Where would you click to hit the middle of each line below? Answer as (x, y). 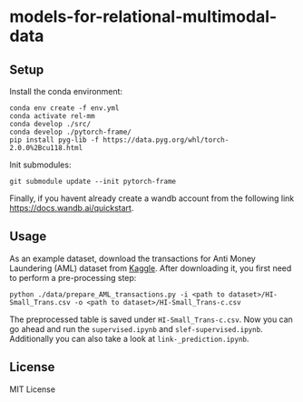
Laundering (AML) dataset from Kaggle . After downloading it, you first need (151, 268)
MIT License (33, 389)
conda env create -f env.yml (64, 108)
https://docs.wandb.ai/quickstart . (72, 208)
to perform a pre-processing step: (73, 277)
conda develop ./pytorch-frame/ (70, 132)
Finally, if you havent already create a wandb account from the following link (152, 198)
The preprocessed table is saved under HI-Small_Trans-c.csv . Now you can (151, 319)
